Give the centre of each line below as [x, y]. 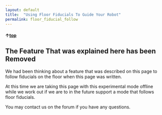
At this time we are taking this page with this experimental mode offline [79, 86]
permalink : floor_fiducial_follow [42, 19]
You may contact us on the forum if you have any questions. [68, 107]
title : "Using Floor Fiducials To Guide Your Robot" [63, 15]
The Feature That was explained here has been [80, 51]
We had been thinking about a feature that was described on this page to [81, 71]
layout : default [22, 10]
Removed [21, 59]
